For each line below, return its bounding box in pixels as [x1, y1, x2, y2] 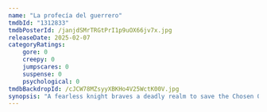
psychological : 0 [22, 77, 80, 85]
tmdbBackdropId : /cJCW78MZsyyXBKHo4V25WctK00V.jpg [8, 84, 180, 93]
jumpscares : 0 [22, 63, 69, 71]
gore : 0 [22, 48, 48, 56]
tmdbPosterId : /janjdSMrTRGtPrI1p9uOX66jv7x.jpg [8, 26, 172, 34]
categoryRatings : [8, 41, 66, 49]
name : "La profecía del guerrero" [8, 11, 123, 20]
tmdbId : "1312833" [8, 19, 69, 27]
